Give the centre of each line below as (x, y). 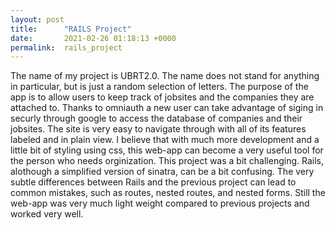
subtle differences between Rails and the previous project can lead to (153, 182)
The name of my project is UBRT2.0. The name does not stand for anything (165, 76)
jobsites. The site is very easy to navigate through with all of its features (158, 129)
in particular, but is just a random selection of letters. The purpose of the (159, 87)
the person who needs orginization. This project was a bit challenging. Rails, (167, 161)
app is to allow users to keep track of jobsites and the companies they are (162, 97)
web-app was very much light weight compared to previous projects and (160, 203)
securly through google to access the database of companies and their (156, 118)
